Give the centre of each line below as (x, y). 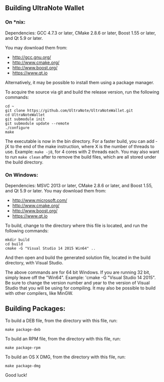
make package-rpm (23, 348)
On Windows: (22, 175)
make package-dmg (23, 366)
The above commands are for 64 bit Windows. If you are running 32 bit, (78, 272)
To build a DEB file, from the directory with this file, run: (61, 320)
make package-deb (23, 329)
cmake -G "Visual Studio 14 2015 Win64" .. (50, 248)
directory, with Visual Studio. (34, 262)
